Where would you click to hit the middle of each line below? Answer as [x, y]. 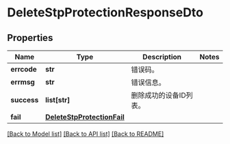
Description [162, 57]
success [25, 100]
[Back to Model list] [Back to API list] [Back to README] [86, 134]
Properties [30, 38]
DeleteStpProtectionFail [85, 117]
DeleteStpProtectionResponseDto [105, 13]
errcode [24, 69]
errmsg [23, 82]
